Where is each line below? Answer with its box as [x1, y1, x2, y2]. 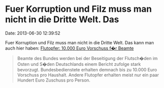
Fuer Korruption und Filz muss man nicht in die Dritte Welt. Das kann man [5, 39, 154, 45]
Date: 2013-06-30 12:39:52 [5, 30, 61, 36]
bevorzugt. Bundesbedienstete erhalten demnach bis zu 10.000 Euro [17, 66, 157, 72]
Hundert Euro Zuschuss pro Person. [17, 77, 90, 83]
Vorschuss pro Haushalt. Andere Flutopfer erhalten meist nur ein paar [17, 72, 159, 78]
